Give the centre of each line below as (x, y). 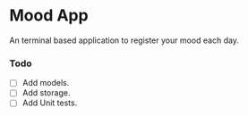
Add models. (46, 83)
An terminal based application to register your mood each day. (124, 40)
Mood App (49, 16)
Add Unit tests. (50, 103)
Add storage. (46, 93)
